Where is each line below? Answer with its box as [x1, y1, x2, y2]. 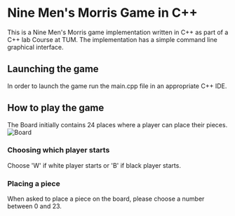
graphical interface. [7, 43, 65, 51]
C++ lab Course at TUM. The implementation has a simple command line [7, 35, 217, 43]
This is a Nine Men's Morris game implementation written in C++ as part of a [7, 28, 229, 36]
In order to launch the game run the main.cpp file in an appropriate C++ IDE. [7, 82, 227, 90]
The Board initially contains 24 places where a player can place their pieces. [7, 120, 228, 129]
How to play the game [7, 102, 105, 114]
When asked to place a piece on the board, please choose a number [7, 194, 205, 203]
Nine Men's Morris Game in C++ [7, 5, 198, 21]
